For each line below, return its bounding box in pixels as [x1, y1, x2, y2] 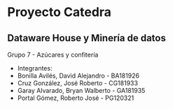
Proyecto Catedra [7, 4, 112, 20]
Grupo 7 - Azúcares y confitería [7, 50, 99, 59]
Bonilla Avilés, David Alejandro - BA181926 [17, 71, 140, 80]
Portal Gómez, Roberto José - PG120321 [17, 94, 134, 102]
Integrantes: [17, 64, 53, 72]
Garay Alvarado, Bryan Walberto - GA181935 [17, 87, 146, 94]
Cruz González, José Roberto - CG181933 [17, 79, 139, 87]
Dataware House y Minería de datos [7, 32, 166, 44]
